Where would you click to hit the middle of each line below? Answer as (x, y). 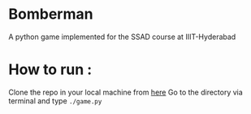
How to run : (50, 70)
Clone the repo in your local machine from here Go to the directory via (126, 92)
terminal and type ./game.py (55, 101)
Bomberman (51, 14)
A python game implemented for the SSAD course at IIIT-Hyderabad (122, 37)
